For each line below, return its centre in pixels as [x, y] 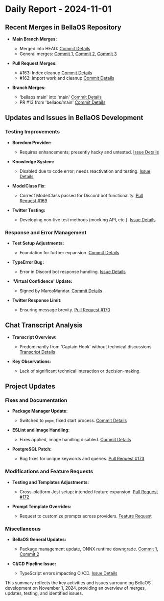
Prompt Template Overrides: [42, 506]
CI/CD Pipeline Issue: [34, 564]
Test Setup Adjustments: [38, 243]
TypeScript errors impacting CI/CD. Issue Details [68, 573]
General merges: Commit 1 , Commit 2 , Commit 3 [68, 54]
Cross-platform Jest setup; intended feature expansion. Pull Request [89, 492]
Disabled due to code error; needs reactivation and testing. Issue [85, 171]
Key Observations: [32, 361]
